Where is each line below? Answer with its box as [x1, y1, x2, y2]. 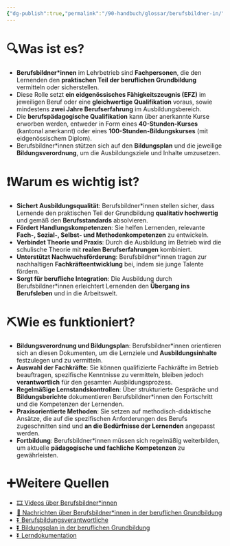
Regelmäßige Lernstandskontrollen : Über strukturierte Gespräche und [16, 385, 219, 394]
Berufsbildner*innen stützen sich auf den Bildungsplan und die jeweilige [16, 141, 222, 150]
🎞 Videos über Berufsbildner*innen [16, 499, 117, 507]
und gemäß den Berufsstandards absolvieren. [16, 216, 148, 224]
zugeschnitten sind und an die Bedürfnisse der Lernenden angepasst [16, 422, 216, 430]
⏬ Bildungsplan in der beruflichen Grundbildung [16, 523, 150, 532]
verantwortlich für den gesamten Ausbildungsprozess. [16, 378, 173, 387]
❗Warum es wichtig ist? [6, 174, 140, 190]
